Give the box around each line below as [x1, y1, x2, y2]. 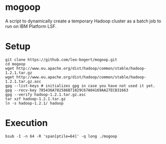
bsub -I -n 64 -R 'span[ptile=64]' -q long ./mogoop [5, 134, 117, 139]
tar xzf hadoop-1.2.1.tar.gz [5, 96, 66, 101]
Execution [5, 118, 48, 129]
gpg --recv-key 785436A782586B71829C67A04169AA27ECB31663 [5, 88, 128, 93]
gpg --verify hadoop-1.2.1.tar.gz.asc [5, 92, 86, 97]
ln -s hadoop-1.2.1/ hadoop [5, 101, 64, 106]
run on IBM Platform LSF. [5, 23, 56, 29]
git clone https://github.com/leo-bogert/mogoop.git [5, 57, 117, 62]
